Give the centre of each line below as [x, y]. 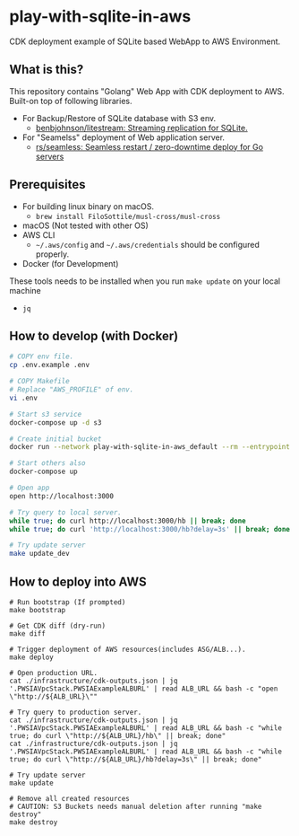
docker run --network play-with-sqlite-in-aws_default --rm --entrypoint [150, 447]
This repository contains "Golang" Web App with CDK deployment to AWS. [147, 91]
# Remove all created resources [69, 798]
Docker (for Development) [70, 263]
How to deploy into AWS [78, 581]
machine [26, 290]
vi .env [24, 398]
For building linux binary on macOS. [88, 206]
